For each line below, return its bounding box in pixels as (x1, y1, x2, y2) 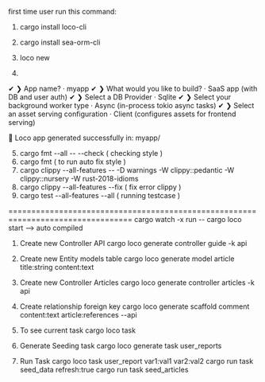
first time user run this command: (8, 7, 117, 16)
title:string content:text (19, 263, 94, 271)
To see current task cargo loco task (19, 325, 136, 335)
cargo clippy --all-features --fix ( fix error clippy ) (19, 182, 182, 192)
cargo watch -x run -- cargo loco (134, 215, 242, 224)
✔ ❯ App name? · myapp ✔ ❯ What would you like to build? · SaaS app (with (8, 84, 258, 93)
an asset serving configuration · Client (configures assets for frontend (8, 109, 236, 119)
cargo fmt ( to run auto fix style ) (19, 157, 127, 166)
